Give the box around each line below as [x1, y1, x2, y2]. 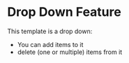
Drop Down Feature [7, 4, 122, 20]
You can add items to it [17, 40, 84, 48]
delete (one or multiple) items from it [17, 48, 123, 56]
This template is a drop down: [7, 27, 93, 35]
